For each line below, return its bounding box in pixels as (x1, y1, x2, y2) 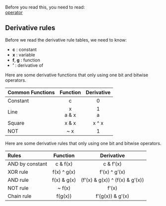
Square (7, 119, 25, 126)
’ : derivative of (12, 62, 44, 68)
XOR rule (7, 168, 28, 175)
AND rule (7, 176, 29, 183)
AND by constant (7, 160, 48, 167)
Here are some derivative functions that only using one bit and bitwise (5, 72, 149, 78)
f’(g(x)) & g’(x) (96, 193, 130, 200)
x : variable (12, 51, 36, 57)
